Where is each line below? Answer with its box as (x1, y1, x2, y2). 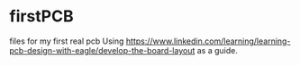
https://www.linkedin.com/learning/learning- (125, 36, 291, 46)
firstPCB (9, 6, 74, 27)
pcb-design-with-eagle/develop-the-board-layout (9, 45, 195, 55)
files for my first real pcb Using (9, 36, 124, 46)
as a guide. (196, 45, 239, 55)
